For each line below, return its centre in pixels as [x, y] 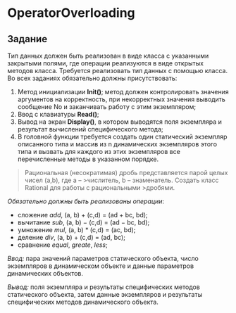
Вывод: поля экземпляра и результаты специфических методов [104, 287]
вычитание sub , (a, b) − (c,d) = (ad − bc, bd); [83, 222]
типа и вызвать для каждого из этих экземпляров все [99, 152]
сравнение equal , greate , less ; [62, 245]
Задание [27, 39]
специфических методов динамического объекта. [83, 302]
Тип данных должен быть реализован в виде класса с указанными [108, 56]
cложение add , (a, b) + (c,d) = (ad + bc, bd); [82, 215]
